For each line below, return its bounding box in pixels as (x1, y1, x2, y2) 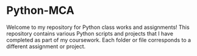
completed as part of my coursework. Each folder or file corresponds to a (6, 36, 191, 43)
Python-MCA (6, 4, 74, 17)
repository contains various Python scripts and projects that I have (6, 30, 174, 37)
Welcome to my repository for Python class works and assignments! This (6, 23, 190, 31)
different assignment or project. (6, 43, 86, 50)
